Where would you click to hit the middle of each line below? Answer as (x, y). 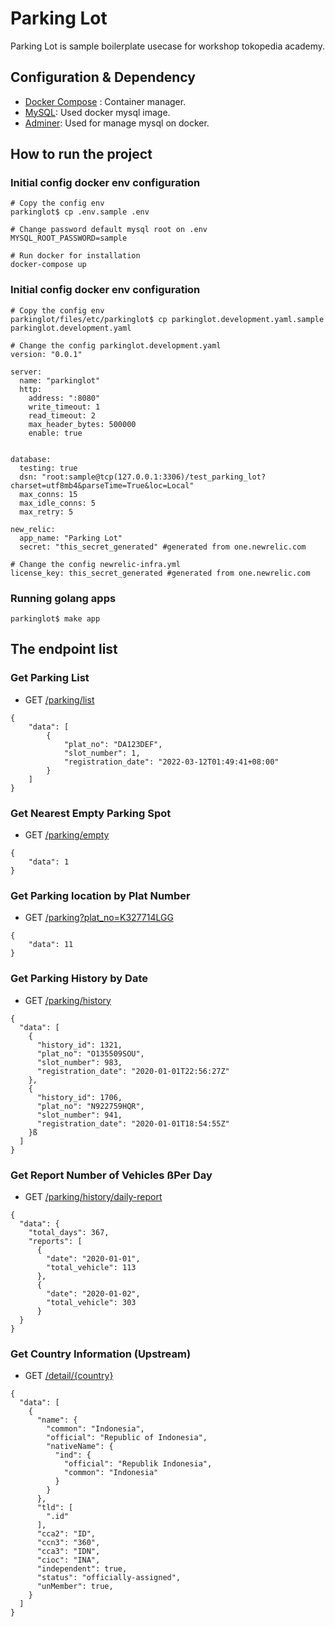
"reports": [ (55, 1241)
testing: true (48, 468)
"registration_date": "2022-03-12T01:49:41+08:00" (171, 762)
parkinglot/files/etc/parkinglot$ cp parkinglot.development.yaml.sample (167, 319)
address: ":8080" (64, 398)
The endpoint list (64, 649)
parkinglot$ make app (55, 619)
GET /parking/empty (67, 835)
